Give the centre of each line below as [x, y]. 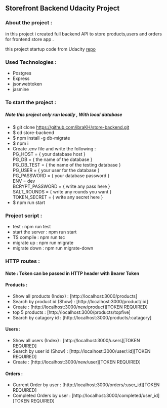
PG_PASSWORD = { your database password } [61, 175]
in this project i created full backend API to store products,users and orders [84, 34]
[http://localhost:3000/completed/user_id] [116, 396]
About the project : [29, 23]
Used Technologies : [31, 62]
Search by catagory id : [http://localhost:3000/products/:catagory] [82, 317]
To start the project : [31, 102]
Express [21, 78]
